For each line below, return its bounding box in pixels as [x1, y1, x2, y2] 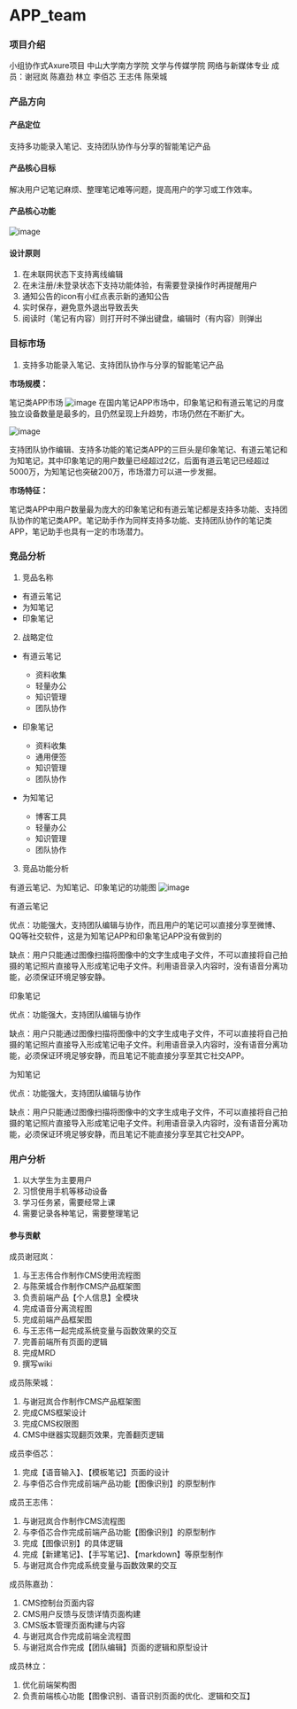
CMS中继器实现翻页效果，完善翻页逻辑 [21, 1429, 164, 1440]
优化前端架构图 [21, 1680, 77, 1690]
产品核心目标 [9, 163, 56, 174]
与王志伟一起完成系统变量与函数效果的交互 [21, 1326, 178, 1336]
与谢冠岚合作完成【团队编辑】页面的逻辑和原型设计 [21, 1642, 209, 1652]
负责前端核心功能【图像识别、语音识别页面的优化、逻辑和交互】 [21, 1690, 255, 1701]
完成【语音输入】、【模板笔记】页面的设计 [21, 1467, 170, 1478]
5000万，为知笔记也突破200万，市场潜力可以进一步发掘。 [9, 466, 222, 476]
